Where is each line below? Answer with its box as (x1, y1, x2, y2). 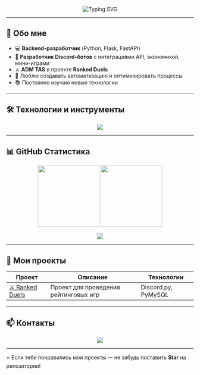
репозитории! (6, 362, 41, 370)
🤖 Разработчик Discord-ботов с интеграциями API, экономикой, (14, 53, 180, 60)
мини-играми (14, 60, 50, 67)
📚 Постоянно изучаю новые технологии (14, 79, 118, 86)
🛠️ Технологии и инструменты (6, 105, 125, 115)
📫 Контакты (6, 318, 55, 328)
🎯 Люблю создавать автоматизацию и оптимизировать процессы (14, 72, 183, 79)
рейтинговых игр (50, 290, 100, 299)
